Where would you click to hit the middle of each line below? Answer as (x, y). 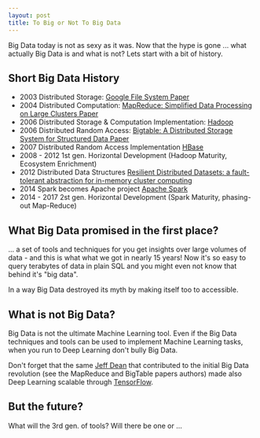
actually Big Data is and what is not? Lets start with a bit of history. (116, 53)
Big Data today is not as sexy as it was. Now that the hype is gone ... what (128, 45)
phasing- (236, 197)
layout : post (29, 15)
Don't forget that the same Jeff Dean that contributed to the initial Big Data (128, 365)
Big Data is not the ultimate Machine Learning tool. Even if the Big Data (123, 333)
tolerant (32, 181)
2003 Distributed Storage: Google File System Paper (104, 97)
